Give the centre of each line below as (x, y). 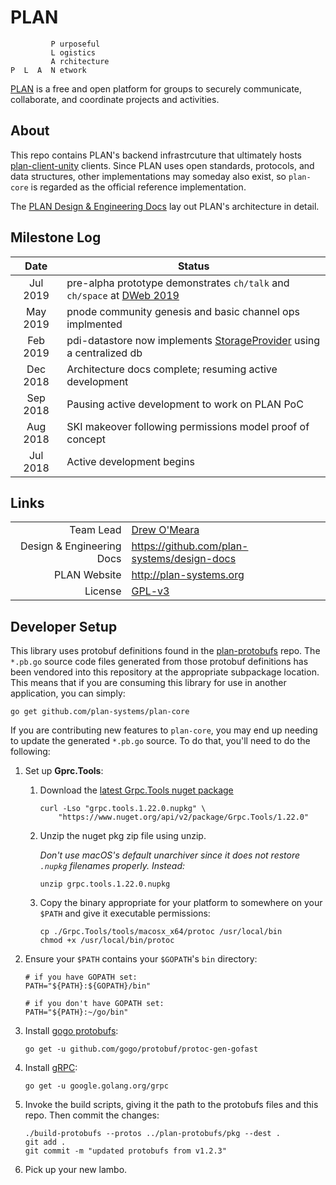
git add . (45, 1142)
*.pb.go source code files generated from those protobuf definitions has (159, 662)
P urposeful (75, 44)
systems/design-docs (184, 559)
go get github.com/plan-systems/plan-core (100, 712)
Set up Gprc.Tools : (64, 771)
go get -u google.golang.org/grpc (96, 1086)
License (103, 591)
